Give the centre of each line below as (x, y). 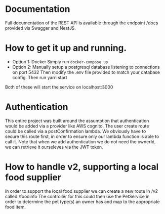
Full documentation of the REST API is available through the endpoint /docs (82, 23)
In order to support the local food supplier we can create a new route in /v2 (82, 191)
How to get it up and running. (66, 48)
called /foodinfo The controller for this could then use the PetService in (77, 196)
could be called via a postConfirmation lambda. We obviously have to (76, 131)
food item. (16, 207)
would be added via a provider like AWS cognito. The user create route (77, 126)
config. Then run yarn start (40, 77)
